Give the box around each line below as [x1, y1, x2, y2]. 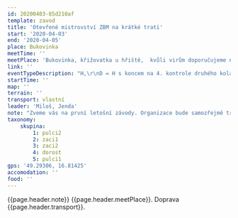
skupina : [20, 122, 46, 130]
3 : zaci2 [33, 143, 59, 150]
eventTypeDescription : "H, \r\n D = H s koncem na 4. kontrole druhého [7, 70, 217, 77]
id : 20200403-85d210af [7, 10, 74, 18]
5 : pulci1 [33, 156, 62, 163]
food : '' [7, 175, 33, 182]
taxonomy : [7, 116, 37, 123]
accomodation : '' [7, 168, 59, 176]
